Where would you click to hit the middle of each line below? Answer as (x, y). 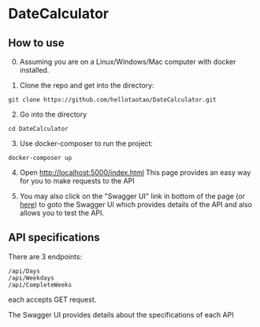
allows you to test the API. (62, 213)
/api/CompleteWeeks (40, 284)
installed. (34, 70)
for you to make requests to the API (77, 181)
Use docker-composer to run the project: (86, 143)
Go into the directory (53, 114)
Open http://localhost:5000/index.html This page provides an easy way (135, 173)
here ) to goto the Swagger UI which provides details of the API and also (136, 204)
